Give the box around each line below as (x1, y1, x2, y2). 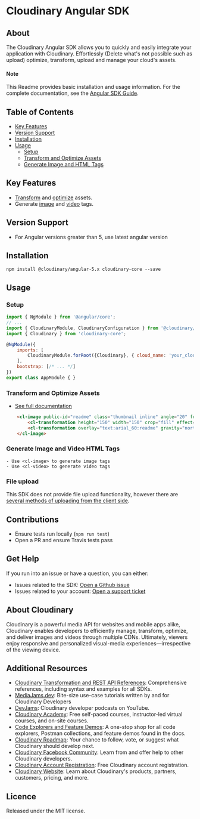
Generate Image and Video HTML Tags (6, 444, 120, 453)
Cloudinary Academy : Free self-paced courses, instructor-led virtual (14, 711, 183, 718)
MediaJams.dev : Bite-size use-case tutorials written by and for (14, 692, 170, 699)
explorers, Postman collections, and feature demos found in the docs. (14, 730, 186, 737)
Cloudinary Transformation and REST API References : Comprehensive (14, 679, 187, 687)
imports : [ (17, 347, 44, 353)
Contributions (6, 514, 59, 524)
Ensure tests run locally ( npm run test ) (14, 530, 110, 537)
